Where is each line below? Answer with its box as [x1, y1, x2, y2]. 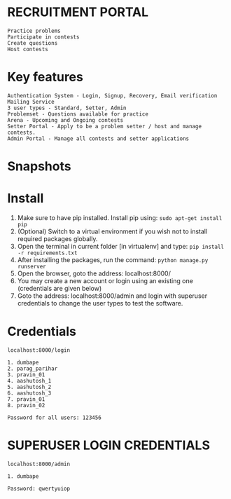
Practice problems [7, 27, 61, 34]
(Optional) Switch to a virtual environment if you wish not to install [17, 227, 208, 235]
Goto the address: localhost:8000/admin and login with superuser [17, 292, 208, 300]
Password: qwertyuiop [7, 485, 71, 492]
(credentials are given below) [17, 285, 102, 292]
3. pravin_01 [7, 371, 45, 378]
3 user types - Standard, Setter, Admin [7, 104, 127, 111]
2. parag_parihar [7, 365, 58, 372]
